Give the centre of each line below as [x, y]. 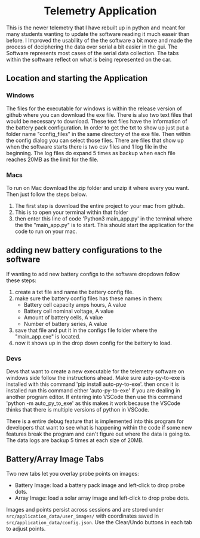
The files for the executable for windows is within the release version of [94, 108]
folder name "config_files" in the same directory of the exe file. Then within [99, 134]
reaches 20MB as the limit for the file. [52, 159]
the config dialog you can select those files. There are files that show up [95, 140]
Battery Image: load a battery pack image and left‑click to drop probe [100, 485]
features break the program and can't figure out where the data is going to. [99, 434]
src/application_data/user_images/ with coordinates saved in [83, 516]
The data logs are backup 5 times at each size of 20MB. [75, 440]
